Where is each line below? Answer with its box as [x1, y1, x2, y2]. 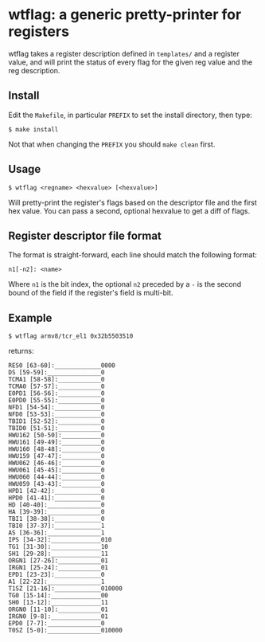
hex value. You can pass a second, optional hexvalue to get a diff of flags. [8, 206, 251, 216]
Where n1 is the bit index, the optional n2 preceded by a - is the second [8, 280, 242, 289]
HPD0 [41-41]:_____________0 [8, 494, 105, 503]
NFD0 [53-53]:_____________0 [8, 410, 105, 419]
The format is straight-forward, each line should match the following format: [8, 250, 257, 260]
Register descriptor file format [8, 229, 162, 242]
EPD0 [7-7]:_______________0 [8, 620, 105, 628]
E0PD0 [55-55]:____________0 [8, 397, 105, 405]
